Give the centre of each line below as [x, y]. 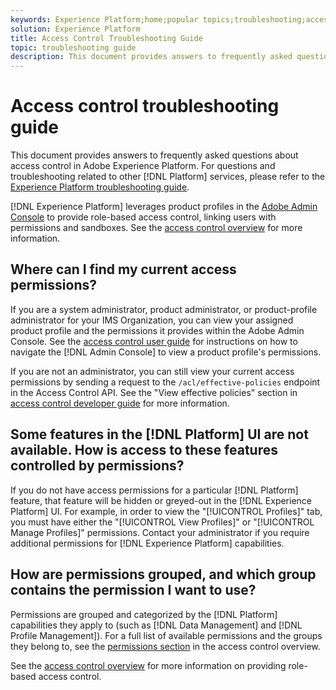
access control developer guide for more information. [120, 403]
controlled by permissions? [97, 466]
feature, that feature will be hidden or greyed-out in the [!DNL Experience [161, 500]
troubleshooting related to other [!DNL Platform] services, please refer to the [168, 177]
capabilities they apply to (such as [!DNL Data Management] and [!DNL [156, 625]
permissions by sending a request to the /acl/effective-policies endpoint [165, 382]
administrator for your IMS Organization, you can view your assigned [152, 320]
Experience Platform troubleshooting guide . [100, 187]
